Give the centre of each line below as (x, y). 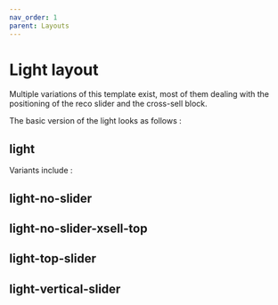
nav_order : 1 (33, 17)
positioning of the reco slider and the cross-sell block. (108, 104)
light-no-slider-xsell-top (78, 229)
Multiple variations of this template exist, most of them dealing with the (139, 94)
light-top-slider (53, 259)
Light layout (54, 70)
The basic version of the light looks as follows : (96, 121)
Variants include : (41, 171)
